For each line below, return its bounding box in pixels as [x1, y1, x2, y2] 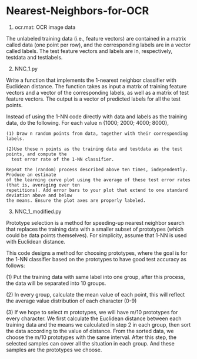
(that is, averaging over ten [6, 182, 81, 188]
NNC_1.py [14, 65, 38, 72]
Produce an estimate [6, 172, 57, 178]
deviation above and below [6, 192, 72, 198]
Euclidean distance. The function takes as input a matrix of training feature [6, 82, 187, 89]
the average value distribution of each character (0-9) [6, 297, 137, 304]
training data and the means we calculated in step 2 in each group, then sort [6, 321, 191, 328]
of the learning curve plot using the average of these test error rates [6, 177, 191, 183]
